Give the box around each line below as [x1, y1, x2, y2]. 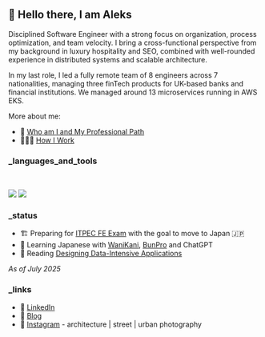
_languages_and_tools [8, 155, 98, 166]
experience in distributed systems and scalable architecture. [8, 54, 208, 64]
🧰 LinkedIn [19, 302, 55, 312]
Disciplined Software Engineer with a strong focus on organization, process [8, 29, 258, 38]
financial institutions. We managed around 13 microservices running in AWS [8, 87, 258, 97]
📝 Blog [19, 311, 42, 320]
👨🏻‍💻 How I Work [19, 135, 74, 145]
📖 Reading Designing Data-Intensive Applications [19, 249, 183, 259]
